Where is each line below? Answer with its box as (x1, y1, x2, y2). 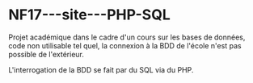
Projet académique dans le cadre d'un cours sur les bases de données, (8, 32, 246, 42)
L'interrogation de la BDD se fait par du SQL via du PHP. (8, 64, 194, 74)
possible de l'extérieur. (8, 49, 85, 59)
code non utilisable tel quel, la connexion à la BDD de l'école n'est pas (8, 40, 242, 50)
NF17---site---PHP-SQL (8, 6, 171, 24)
